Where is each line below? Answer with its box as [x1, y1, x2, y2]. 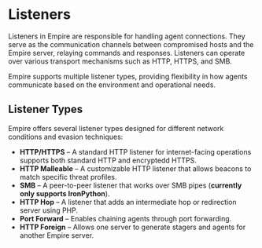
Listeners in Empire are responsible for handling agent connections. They [8, 31, 245, 41]
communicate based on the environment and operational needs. [8, 80, 216, 89]
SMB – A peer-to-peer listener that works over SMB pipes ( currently [19, 181, 242, 190]
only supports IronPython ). [19, 188, 110, 198]
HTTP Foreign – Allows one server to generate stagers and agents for [19, 222, 246, 232]
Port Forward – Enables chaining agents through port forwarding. [19, 213, 232, 223]
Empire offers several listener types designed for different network [8, 123, 224, 133]
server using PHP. [19, 206, 79, 215]
